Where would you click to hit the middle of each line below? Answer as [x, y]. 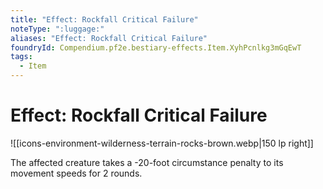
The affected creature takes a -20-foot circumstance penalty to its [147, 162]
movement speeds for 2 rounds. [76, 173]
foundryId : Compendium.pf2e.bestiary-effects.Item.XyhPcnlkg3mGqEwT [156, 47]
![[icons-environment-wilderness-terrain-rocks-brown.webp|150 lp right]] [162, 143]
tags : [21, 57]
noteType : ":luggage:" [57, 29]
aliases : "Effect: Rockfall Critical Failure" [109, 38]
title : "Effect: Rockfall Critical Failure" [104, 19]
